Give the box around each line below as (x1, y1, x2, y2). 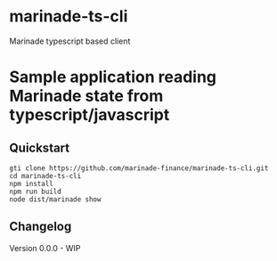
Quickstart (9, 140, 70, 155)
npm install (9, 179, 53, 188)
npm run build (9, 187, 62, 196)
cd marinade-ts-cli (9, 171, 82, 180)
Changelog (9, 219, 72, 234)
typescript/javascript (9, 105, 170, 126)
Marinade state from (9, 86, 164, 106)
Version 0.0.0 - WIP (9, 242, 81, 253)
